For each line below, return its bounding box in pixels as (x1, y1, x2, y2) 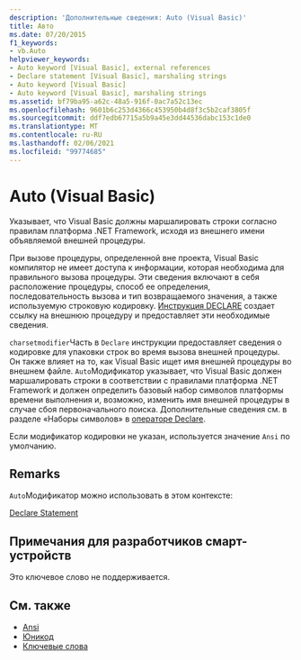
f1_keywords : (9, 38, 58, 48)
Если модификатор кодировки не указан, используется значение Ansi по (9, 430, 290, 441)
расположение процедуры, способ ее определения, (9, 281, 211, 292)
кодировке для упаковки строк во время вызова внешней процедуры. (9, 346, 280, 357)
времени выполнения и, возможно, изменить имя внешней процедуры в (9, 393, 290, 405)
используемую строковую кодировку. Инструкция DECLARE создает (9, 300, 276, 311)
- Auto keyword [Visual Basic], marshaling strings (9, 88, 207, 97)
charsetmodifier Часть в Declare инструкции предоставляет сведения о (9, 337, 283, 348)
